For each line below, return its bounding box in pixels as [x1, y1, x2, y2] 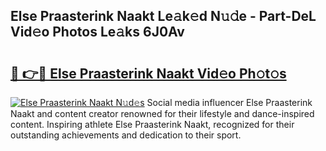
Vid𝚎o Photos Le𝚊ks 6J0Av [10, 24, 185, 41]
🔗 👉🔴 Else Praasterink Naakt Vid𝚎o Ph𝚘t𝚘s [10, 65, 287, 82]
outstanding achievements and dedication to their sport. [10, 129, 242, 141]
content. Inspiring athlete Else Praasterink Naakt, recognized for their [10, 119, 295, 130]
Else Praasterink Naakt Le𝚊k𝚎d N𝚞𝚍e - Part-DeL [10, 8, 317, 25]
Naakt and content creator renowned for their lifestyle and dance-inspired [10, 108, 315, 119]
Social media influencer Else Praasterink [146, 97, 313, 108]
